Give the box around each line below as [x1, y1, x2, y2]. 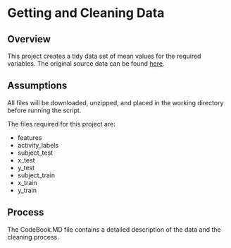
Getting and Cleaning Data [7, 5, 165, 21]
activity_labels [17, 141, 59, 149]
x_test [17, 155, 35, 164]
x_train [17, 178, 37, 187]
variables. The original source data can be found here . [7, 59, 165, 68]
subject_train [17, 171, 55, 179]
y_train [17, 186, 37, 194]
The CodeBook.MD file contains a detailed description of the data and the [7, 225, 221, 234]
